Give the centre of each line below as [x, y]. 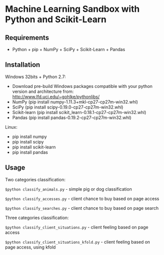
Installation [23, 65]
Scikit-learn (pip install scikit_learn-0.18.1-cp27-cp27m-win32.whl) [79, 112]
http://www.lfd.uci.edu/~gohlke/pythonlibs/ [56, 96]
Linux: [11, 127]
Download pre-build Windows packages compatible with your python [82, 86]
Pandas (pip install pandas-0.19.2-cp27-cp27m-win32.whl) [72, 117]
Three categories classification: [37, 218]
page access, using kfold [30, 247]
